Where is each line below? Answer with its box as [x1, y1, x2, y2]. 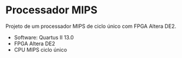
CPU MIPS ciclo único [14, 46, 68, 53]
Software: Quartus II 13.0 [14, 34, 74, 41]
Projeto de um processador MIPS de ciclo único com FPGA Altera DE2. [5, 23, 177, 30]
